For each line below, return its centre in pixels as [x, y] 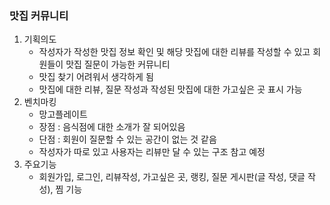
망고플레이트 [63, 114]
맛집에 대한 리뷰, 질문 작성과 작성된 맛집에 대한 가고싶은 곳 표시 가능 [170, 89]
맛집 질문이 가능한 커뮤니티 [118, 64]
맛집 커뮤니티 [39, 15]
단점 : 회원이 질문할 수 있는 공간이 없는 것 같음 [127, 139]
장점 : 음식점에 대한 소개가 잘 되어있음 [112, 127]
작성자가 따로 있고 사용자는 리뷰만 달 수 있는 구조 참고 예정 [152, 152]
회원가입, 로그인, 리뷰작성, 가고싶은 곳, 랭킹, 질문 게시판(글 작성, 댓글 [172, 177]
